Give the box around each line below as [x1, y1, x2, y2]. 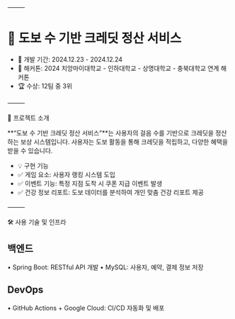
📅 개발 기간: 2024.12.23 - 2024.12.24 [17, 55, 122, 63]
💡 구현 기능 [17, 161, 49, 169]
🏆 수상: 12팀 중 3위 [17, 82, 73, 90]
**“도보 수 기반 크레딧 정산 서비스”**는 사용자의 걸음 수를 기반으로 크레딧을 [7, 128, 214, 137]
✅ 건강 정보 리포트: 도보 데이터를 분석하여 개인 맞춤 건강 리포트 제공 [17, 188, 204, 196]
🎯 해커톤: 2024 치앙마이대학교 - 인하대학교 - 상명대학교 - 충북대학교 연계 [17, 64, 219, 72]
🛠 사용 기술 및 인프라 [7, 218, 67, 226]
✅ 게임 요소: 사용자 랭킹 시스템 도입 [17, 170, 115, 179]
